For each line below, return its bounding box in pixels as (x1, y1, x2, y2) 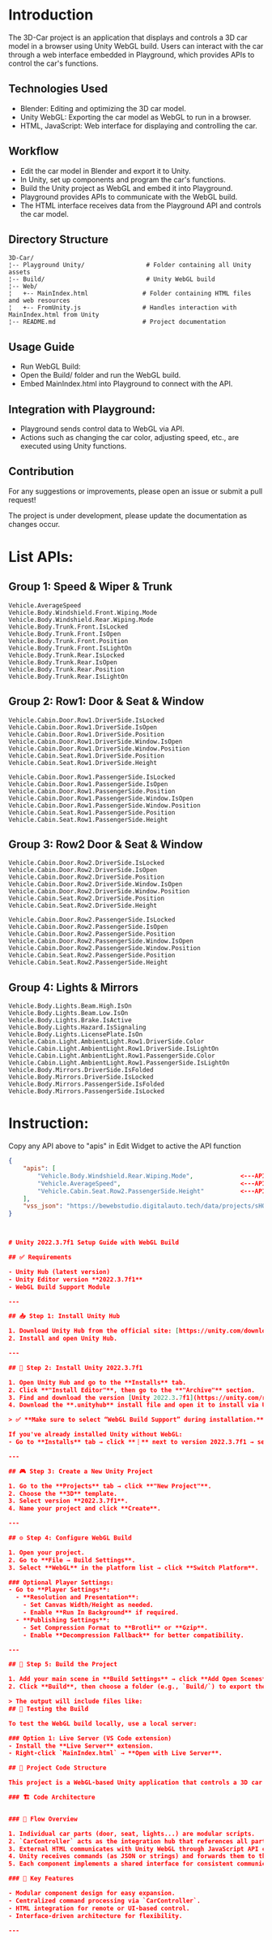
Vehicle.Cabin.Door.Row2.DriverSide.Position (8, 873, 164, 882)
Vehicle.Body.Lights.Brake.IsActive (8, 1017, 132, 1025)
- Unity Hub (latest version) (8, 1268, 111, 1276)
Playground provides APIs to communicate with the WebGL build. (19, 192, 238, 201)
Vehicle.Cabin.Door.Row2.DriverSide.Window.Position (8, 888, 190, 896)
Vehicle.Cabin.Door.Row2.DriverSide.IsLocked (8, 859, 164, 867)
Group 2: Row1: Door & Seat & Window (8, 694, 205, 708)
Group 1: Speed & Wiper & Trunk (8, 580, 172, 594)
